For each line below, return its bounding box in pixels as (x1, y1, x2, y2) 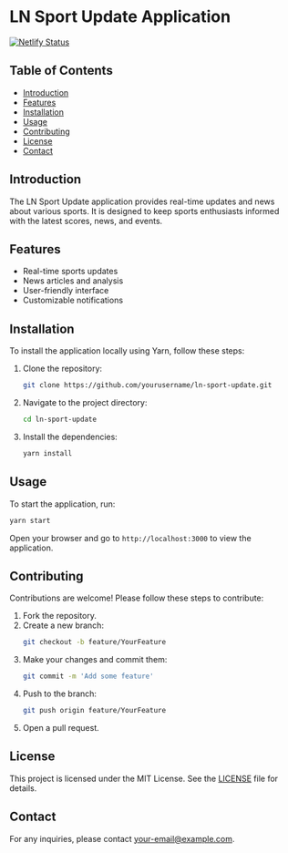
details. (9, 782, 37, 794)
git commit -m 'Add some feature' (22, 672, 154, 681)
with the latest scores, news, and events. (9, 215, 163, 226)
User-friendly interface (22, 285, 109, 296)
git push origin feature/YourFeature (22, 706, 167, 715)
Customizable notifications (22, 294, 124, 306)
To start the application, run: (9, 498, 116, 509)
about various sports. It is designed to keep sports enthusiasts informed (9, 205, 280, 216)
